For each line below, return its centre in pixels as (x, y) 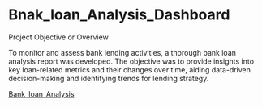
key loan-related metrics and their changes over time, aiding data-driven (130, 69)
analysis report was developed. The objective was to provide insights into (131, 61)
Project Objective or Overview (59, 37)
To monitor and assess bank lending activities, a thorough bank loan (122, 52)
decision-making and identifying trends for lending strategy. (109, 78)
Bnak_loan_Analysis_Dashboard (119, 15)
